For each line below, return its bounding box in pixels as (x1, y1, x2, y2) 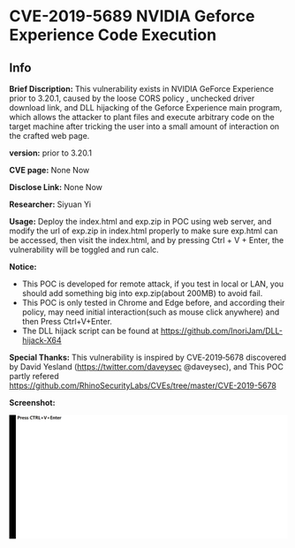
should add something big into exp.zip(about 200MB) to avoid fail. (21, 288, 263, 298)
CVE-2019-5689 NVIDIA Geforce (9, 6, 255, 27)
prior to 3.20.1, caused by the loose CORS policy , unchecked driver (9, 93, 255, 103)
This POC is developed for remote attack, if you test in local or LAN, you (21, 278, 284, 289)
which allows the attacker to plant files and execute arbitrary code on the (9, 112, 276, 122)
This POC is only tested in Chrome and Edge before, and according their (21, 298, 285, 308)
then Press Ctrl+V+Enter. (21, 316, 113, 326)
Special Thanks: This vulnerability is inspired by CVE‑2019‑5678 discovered (9, 352, 287, 362)
